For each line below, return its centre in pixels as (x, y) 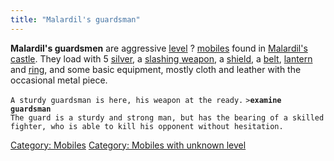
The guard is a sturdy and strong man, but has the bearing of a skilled (167, 117)
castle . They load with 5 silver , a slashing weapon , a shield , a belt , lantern (161, 58)
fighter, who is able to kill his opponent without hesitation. (147, 126)
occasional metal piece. (59, 80)
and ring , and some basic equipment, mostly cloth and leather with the (156, 69)
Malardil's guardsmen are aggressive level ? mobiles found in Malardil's (159, 48)
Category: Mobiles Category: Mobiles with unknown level (128, 145)
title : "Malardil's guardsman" (75, 19)
